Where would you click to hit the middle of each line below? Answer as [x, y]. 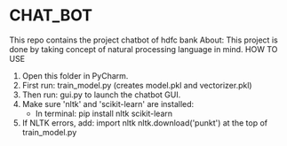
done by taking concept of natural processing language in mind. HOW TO [143, 49]
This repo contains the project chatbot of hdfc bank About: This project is [143, 40]
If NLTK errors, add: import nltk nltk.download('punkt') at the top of [145, 123]
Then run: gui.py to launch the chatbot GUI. [101, 95]
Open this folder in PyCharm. [75, 75]
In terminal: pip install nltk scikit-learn [104, 113]
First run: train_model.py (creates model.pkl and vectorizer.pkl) [137, 85]
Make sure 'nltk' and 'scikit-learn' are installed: [108, 104]
